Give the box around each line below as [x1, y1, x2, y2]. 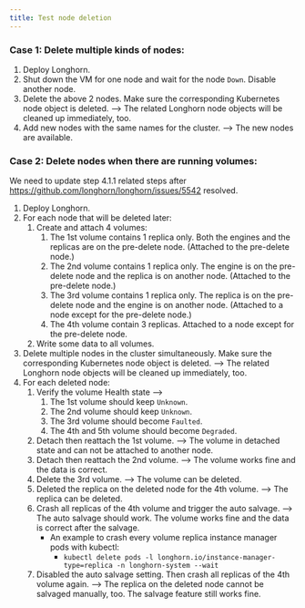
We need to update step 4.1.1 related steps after [9, 175, 187, 187]
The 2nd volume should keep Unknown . [49, 407, 193, 417]
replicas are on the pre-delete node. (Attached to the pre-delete [49, 242, 290, 252]
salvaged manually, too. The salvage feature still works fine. [36, 589, 261, 600]
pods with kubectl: [49, 541, 120, 552]
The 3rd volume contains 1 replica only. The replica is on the [49, 290, 276, 301]
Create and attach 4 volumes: [36, 222, 147, 233]
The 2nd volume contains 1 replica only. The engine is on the [49, 261, 278, 272]
